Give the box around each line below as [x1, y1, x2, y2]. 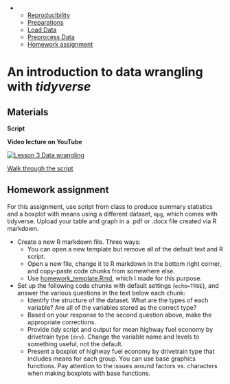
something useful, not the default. [27, 339, 124, 348]
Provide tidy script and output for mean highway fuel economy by [27, 325, 214, 333]
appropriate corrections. [27, 317, 96, 326]
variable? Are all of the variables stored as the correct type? [27, 303, 197, 311]
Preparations [27, 19, 64, 26]
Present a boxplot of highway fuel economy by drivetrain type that [27, 347, 215, 355]
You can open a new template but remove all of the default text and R [27, 245, 223, 253]
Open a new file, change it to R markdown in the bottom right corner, [27, 259, 222, 268]
